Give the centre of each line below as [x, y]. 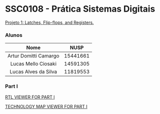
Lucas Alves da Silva [33, 72]
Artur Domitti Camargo [34, 56]
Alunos [14, 35]
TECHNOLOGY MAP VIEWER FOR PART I [46, 106]
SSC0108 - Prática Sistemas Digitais [80, 9]
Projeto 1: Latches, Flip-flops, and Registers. [49, 22]
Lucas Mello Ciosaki [34, 64]
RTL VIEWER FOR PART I [30, 97]
